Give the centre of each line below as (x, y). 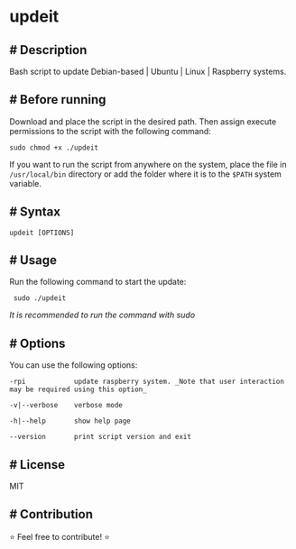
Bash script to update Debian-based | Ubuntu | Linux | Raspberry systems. (148, 71)
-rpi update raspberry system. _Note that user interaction (147, 382)
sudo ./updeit (40, 298)
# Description (48, 50)
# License (37, 465)
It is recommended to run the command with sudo (102, 315)
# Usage (33, 260)
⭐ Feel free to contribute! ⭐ (60, 536)
